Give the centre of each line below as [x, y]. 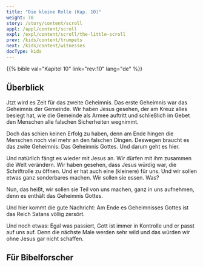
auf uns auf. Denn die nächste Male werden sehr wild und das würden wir [98, 232]
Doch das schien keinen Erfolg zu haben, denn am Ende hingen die [90, 133]
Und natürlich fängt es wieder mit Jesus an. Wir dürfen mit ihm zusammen [99, 158]
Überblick [25, 88]
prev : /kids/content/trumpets [45, 40]
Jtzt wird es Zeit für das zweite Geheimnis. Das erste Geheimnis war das [97, 102]
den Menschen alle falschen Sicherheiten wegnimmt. [72, 121]
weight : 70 [20, 18]
